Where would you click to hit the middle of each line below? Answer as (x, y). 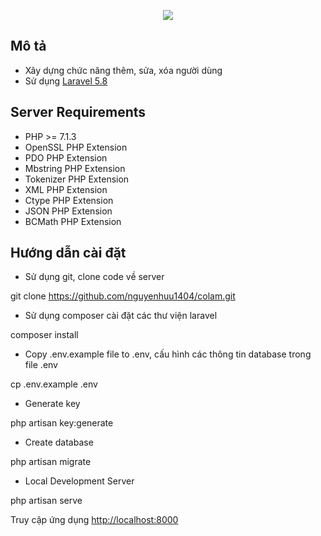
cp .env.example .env (54, 384)
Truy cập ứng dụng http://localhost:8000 (94, 520)
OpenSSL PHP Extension (76, 147)
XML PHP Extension (66, 189)
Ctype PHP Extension (69, 200)
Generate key (52, 404)
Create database (59, 442)
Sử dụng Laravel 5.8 (66, 81)
